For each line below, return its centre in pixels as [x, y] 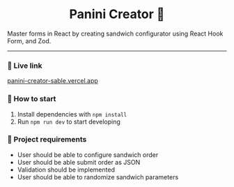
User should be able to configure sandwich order [88, 155]
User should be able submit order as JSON [79, 162]
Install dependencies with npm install [72, 114]
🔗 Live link [25, 66]
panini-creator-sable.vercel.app [53, 81]
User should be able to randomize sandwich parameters [98, 177]
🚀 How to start [32, 99]
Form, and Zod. [29, 40]
